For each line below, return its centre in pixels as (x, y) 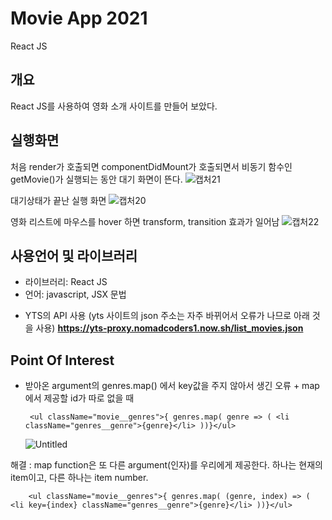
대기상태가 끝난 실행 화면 (58, 200)
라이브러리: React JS (66, 282)
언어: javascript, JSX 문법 (75, 294)
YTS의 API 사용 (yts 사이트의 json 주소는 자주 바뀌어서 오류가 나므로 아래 (167, 316)
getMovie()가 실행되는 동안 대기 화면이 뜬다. (96, 179)
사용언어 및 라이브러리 (74, 255)
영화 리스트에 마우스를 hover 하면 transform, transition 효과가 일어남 (145, 221)
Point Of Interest (62, 360)
